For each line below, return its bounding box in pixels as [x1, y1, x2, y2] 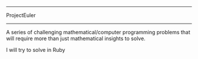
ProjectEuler [6, 12, 37, 18]
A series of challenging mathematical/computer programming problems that [6, 29, 190, 35]
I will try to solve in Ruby [6, 47, 65, 53]
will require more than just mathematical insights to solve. [6, 35, 146, 42]
